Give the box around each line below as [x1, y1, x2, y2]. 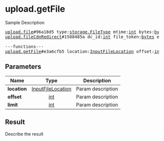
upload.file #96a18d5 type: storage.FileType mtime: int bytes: [5, 29, 155, 35]
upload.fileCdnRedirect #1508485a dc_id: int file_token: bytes [5, 34, 155, 40]
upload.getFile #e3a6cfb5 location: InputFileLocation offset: [5, 48, 155, 54]
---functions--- [5, 44, 44, 49]
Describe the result [5, 131, 44, 137]
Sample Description [5, 20, 45, 25]
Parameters [5, 63, 41, 71]
